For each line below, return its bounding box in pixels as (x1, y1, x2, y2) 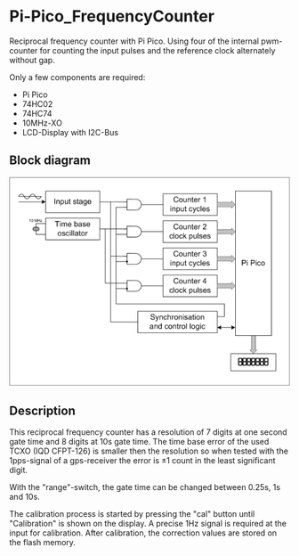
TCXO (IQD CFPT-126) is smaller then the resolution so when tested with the (9, 446, 289, 456)
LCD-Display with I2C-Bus (21, 127, 118, 137)
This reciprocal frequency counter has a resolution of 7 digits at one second (9, 427, 287, 437)
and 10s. (9, 492, 40, 503)
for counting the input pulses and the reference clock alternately (39, 45, 276, 55)
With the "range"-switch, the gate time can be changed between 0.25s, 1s (9, 482, 281, 493)
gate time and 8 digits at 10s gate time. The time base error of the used (9, 437, 270, 447)
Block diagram (9, 153, 91, 168)
